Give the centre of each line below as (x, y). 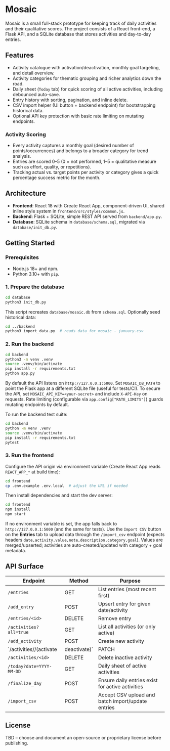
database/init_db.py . (35, 227)
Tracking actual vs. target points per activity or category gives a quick (86, 172)
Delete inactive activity (125, 657)
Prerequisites (22, 257)
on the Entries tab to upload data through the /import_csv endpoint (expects (85, 535)
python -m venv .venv (28, 428)
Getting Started (30, 243)
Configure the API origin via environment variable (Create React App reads (83, 466)
